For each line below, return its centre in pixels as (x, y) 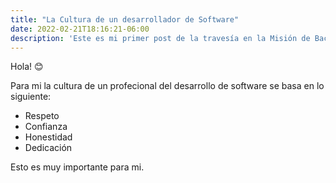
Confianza (46, 127)
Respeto (42, 116)
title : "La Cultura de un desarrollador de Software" (125, 19)
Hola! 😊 (27, 67)
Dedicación (48, 148)
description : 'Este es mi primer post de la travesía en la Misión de (160, 38)
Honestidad (48, 137)
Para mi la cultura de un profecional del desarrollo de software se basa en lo (167, 86)
